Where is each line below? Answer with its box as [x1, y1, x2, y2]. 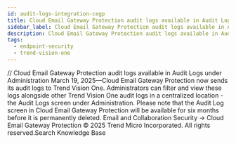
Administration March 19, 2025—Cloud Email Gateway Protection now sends [7, 76, 228, 84]
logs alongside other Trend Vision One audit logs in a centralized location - [7, 91, 223, 99]
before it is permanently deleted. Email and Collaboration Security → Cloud [7, 113, 224, 122]
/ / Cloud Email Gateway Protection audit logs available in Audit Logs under [7, 68, 223, 77]
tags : [7, 37, 23, 44]
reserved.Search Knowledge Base [7, 128, 106, 137]
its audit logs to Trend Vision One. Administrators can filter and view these [7, 84, 223, 92]
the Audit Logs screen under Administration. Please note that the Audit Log [7, 98, 225, 107]
